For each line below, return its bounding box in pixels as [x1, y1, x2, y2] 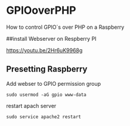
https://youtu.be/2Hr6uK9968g [6, 46, 83, 54]
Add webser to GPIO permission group [6, 80, 101, 87]
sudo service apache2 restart [6, 113, 82, 120]
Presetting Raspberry [6, 64, 88, 74]
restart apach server [6, 102, 57, 109]
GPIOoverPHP [6, 4, 76, 17]
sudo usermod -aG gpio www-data [6, 91, 86, 98]
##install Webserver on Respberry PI [6, 35, 97, 42]
